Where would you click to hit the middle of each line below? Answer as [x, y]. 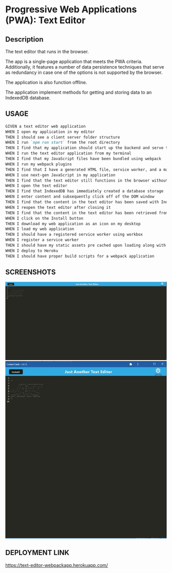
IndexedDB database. [28, 98]
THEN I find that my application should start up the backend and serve [84, 148]
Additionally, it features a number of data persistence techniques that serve [85, 67]
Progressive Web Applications [71, 9]
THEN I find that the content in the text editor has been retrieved [81, 213]
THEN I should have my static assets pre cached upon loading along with [86, 245]
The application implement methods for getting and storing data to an [79, 92]
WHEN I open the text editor [36, 186]
